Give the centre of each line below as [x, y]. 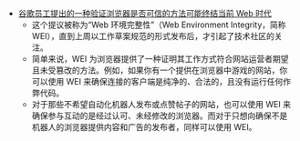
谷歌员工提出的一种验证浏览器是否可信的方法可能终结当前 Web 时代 [145, 13]
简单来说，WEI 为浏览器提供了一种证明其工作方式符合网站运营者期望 [160, 59]
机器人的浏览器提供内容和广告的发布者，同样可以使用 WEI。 [144, 127]
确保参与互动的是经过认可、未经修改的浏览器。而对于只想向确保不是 [160, 116]
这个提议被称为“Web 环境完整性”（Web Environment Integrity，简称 [159, 25]
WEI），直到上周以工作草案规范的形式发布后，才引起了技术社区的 [153, 36]
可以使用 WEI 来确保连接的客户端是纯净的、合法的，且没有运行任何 [157, 81]
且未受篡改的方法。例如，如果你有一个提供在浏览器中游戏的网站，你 [160, 70]
